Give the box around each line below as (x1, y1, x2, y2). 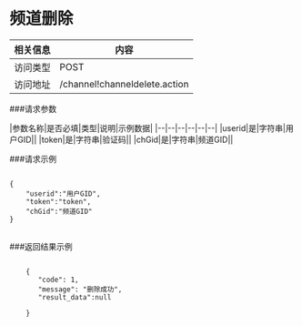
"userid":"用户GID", (25, 188, 101, 199)
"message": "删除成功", (37, 284, 123, 294)
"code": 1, (37, 275, 79, 284)
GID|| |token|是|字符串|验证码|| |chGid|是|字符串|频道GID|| (16, 134, 234, 145)
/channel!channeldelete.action (59, 77, 189, 90)
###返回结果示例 (9, 240, 73, 251)
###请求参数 (9, 103, 57, 114)
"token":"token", (25, 197, 92, 206)
